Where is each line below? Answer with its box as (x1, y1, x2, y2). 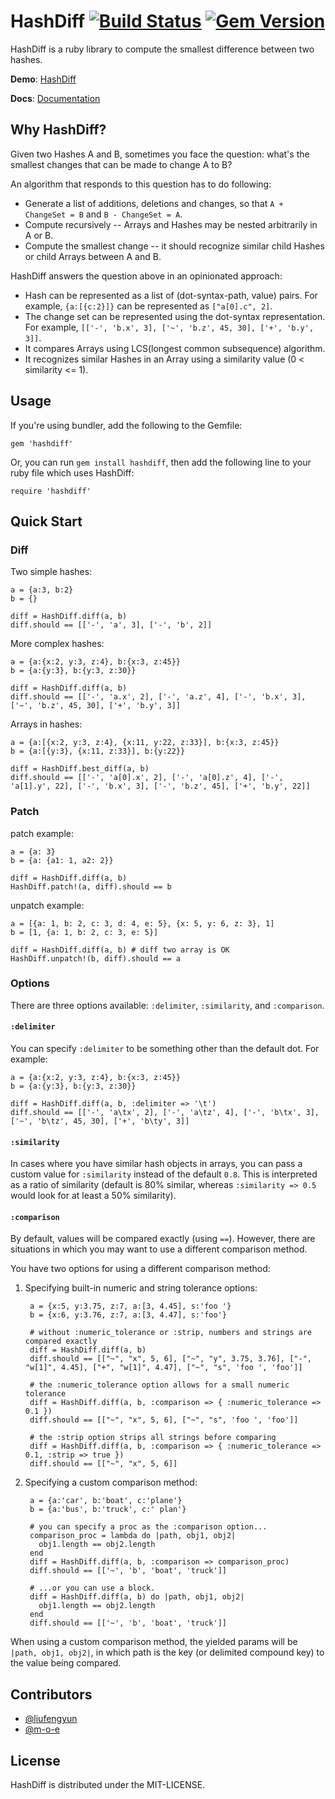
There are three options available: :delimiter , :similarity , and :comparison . (10, 999, 325, 1011)
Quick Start (10, 513, 83, 530)
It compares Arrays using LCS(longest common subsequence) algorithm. (24, 342, 326, 354)
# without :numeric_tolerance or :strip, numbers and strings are (29, 1328, 312, 1338)
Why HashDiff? (10, 121, 107, 139)
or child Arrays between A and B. (24, 250, 162, 262)
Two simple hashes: (10, 566, 93, 578)
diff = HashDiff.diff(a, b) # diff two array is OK (10, 945, 230, 955)
